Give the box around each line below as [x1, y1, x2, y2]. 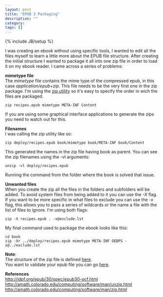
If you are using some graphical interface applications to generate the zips [5, 111, 154, 117]
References [5, 271, 29, 277]
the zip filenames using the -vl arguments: [5, 154, 90, 160]
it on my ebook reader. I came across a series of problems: [5, 64, 123, 69]
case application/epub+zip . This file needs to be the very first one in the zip [5, 83, 157, 89]
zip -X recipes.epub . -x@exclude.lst [5, 216, 84, 221]
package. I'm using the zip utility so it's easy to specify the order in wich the [5, 88, 158, 94]
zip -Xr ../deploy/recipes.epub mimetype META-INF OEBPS [5, 239, 123, 244]
